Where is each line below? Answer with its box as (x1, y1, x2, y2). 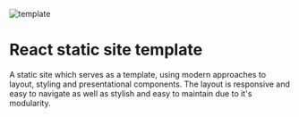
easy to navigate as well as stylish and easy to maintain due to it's (9, 88, 252, 98)
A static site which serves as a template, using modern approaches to (9, 69, 267, 79)
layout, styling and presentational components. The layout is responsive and (9, 79, 291, 89)
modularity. (9, 97, 51, 108)
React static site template (9, 40, 203, 60)
